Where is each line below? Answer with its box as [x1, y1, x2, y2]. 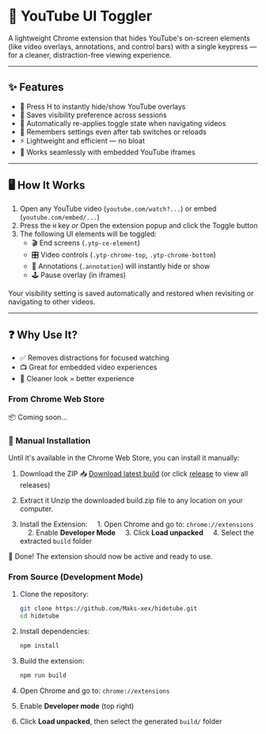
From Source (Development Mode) [8, 571, 144, 582]
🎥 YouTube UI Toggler [8, 7, 153, 25]
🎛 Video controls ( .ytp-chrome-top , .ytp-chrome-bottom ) [31, 250, 216, 259]
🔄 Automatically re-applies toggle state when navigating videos [19, 118, 226, 128]
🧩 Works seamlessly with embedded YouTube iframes [19, 147, 196, 157]
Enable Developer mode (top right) [19, 701, 135, 710]
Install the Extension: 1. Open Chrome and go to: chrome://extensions [19, 519, 254, 529]
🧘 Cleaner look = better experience [19, 374, 135, 384]
